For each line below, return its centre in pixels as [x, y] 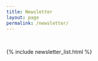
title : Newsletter [29, 12]
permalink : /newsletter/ [38, 23]
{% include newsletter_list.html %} [49, 52]
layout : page [23, 18]
